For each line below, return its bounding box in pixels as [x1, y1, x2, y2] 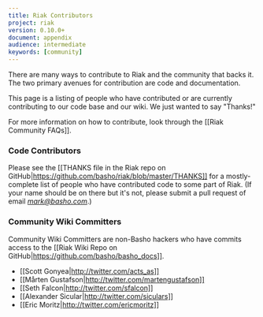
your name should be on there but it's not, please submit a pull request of [8, 188, 246, 198]
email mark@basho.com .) [8, 196, 92, 206]
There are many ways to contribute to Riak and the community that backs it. [8, 70, 254, 79]
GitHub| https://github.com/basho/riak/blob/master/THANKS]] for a [8, 171, 224, 181]
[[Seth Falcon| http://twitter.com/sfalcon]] [19, 283, 154, 293]
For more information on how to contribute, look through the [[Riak [8, 117, 224, 126]
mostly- [225, 171, 251, 181]
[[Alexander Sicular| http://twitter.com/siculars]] [19, 291, 173, 300]
